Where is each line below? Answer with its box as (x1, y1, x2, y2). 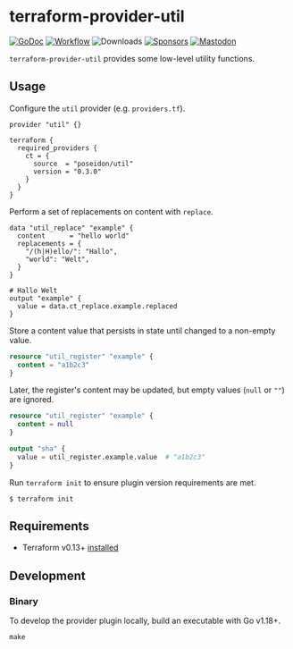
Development (9, 568, 87, 583)
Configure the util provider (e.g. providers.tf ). (9, 103, 186, 114)
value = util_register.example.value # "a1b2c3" (17, 452, 205, 461)
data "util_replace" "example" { (9, 223, 134, 232)
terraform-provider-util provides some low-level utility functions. (9, 53, 255, 63)
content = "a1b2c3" (17, 360, 90, 369)
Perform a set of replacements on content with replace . (9, 206, 213, 216)
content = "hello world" (17, 231, 130, 240)
